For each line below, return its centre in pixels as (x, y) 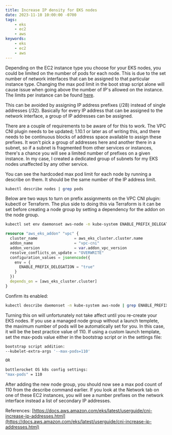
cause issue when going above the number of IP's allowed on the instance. (84, 89)
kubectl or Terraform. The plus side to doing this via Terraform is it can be (83, 204)
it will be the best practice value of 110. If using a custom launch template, (83, 331)
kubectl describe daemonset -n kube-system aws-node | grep (71, 305)
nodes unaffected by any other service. (47, 164)
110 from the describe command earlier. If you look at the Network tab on (82, 390)
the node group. (22, 215)
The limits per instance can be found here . (50, 95)
